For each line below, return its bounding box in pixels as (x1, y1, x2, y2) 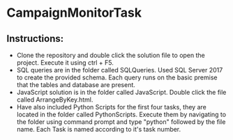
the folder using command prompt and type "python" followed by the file (16, 118, 226, 126)
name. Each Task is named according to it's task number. (16, 125, 181, 133)
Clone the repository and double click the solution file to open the (16, 51, 205, 59)
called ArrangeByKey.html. (16, 95, 93, 104)
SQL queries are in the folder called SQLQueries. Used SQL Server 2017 (16, 66, 223, 74)
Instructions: (6, 33, 64, 45)
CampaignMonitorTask (6, 5, 142, 21)
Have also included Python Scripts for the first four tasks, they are (16, 103, 206, 111)
